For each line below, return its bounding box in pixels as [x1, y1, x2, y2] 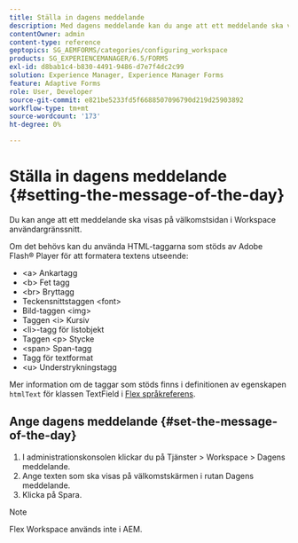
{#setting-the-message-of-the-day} [9, 185, 286, 205]
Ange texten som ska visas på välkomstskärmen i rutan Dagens [21, 470, 255, 481]
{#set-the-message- [160, 414, 278, 429]
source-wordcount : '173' [9, 112, 101, 121]
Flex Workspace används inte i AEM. [9, 523, 143, 534]
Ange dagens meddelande [9, 414, 158, 429]
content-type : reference [9, 37, 101, 47]
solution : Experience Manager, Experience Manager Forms [9, 71, 224, 80]
